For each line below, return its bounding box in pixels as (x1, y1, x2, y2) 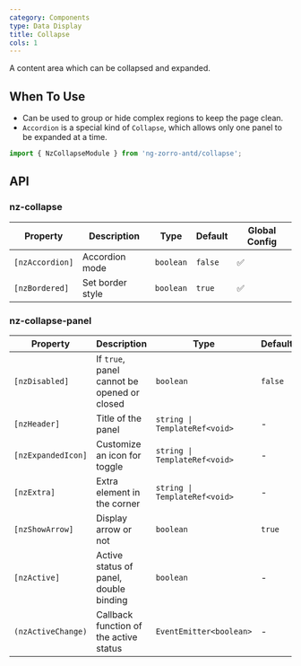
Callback (95, 608, 133, 620)
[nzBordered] (13, 283, 70, 293)
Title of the (95, 412, 142, 425)
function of (95, 619, 142, 632)
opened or (95, 386, 141, 399)
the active (95, 630, 138, 643)
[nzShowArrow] (13, 524, 74, 534)
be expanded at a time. (21, 132, 107, 143)
